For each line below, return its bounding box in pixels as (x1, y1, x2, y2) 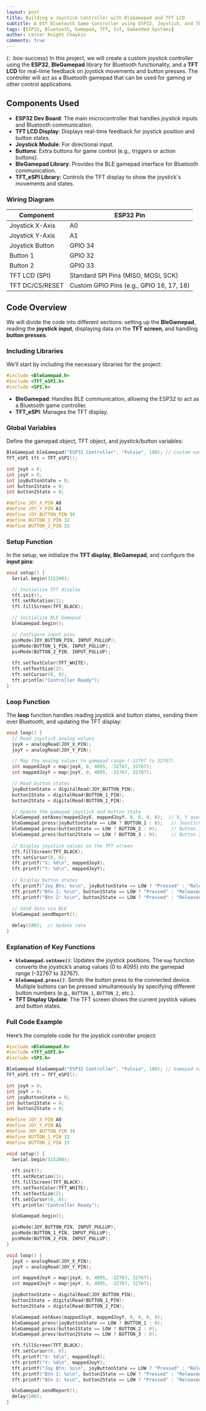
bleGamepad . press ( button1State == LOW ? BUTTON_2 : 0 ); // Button (12, 826, 196, 832)
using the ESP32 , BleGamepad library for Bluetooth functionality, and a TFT (6, 61, 199, 68)
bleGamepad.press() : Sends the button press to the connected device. (15, 976, 191, 984)
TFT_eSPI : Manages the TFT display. (15, 408, 109, 415)
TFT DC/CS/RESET (9, 281, 64, 290)
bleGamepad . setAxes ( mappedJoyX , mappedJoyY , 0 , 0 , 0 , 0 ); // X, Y (12, 814, 188, 820)
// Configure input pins (12, 631, 75, 637)
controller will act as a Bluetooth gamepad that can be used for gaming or (6, 74, 193, 81)
